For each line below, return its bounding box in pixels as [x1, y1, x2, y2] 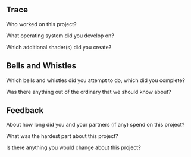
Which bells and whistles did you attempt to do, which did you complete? [6, 77, 186, 84]
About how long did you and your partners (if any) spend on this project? [6, 121, 185, 128]
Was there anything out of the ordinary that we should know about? [6, 88, 171, 95]
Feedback [6, 105, 44, 115]
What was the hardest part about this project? [6, 133, 118, 140]
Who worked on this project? [6, 20, 77, 27]
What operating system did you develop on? [6, 32, 114, 39]
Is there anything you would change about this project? [6, 144, 141, 151]
